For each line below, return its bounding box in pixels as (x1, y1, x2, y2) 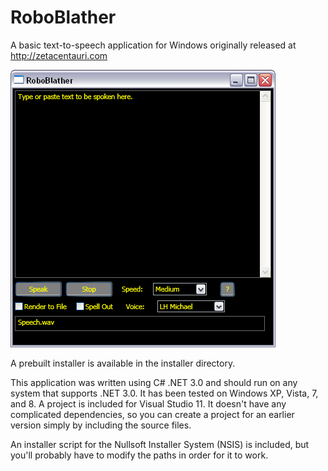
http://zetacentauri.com (10, 49, 108, 61)
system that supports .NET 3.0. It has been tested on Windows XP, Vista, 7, (10, 387, 319, 399)
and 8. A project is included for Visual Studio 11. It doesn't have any (10, 397, 287, 410)
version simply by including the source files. (10, 419, 192, 431)
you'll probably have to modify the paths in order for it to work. (10, 449, 269, 461)
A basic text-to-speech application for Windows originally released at (10, 39, 297, 51)
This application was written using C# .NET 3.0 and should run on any (10, 376, 298, 388)
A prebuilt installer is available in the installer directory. (10, 357, 236, 369)
